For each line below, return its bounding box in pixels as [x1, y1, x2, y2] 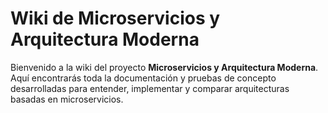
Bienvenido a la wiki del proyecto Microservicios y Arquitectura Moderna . [10, 61, 319, 73]
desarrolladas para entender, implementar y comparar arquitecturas [10, 82, 290, 94]
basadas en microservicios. [10, 93, 124, 105]
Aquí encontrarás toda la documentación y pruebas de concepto [10, 72, 277, 84]
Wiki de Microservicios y [10, 7, 221, 30]
